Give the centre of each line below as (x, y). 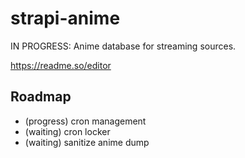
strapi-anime (65, 18)
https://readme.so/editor (61, 65)
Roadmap (41, 97)
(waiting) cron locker (67, 131)
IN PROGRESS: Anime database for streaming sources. (123, 46)
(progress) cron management (85, 121)
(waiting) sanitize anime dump (87, 142)
